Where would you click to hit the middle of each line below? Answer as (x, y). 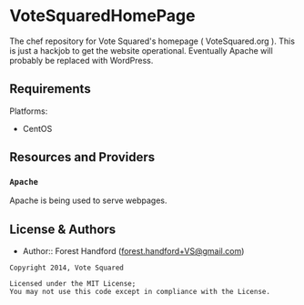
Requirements (50, 89)
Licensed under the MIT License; (73, 284)
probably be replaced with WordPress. (81, 60)
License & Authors (63, 229)
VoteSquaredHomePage (102, 16)
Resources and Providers (82, 157)
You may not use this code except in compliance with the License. (140, 292)
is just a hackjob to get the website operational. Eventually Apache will (141, 50)
